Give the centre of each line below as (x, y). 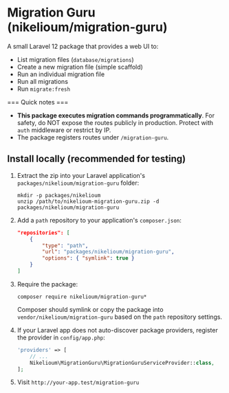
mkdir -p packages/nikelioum (59, 195)
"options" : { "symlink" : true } (88, 258)
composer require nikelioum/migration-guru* (82, 297)
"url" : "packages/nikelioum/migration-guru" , (108, 252)
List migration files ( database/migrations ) (75, 59)
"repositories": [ (43, 233)
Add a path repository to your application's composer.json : (99, 220)
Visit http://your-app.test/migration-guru (78, 382)
